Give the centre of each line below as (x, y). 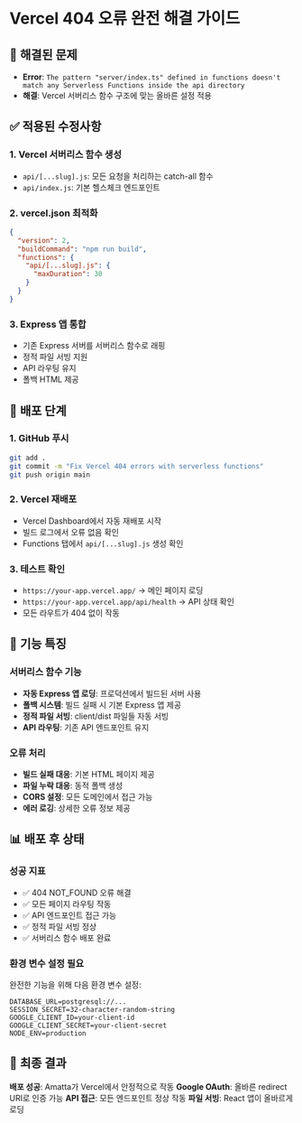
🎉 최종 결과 (38, 1063)
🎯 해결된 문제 (44, 55)
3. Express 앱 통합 (48, 324)
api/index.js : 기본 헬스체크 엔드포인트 (91, 187)
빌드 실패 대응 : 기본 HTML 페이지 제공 (88, 775)
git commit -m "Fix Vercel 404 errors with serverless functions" (137, 466)
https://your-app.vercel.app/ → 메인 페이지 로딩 (113, 590)
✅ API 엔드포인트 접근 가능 (69, 915)
